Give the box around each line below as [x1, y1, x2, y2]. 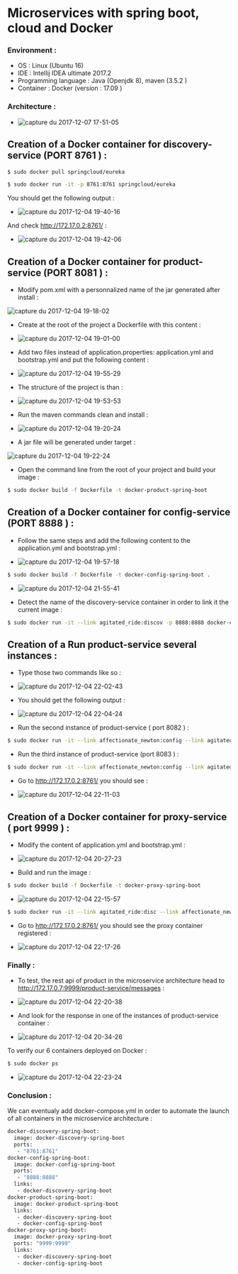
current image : [17, 605, 62, 614]
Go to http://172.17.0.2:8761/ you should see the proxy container [17, 921, 203, 929]
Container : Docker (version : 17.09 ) [17, 84, 123, 93]
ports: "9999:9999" [13, 1240, 72, 1247]
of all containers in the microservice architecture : [7, 1114, 152, 1123]
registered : [17, 929, 52, 937]
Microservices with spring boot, [7, 5, 200, 21]
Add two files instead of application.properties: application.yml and [17, 348, 214, 357]
